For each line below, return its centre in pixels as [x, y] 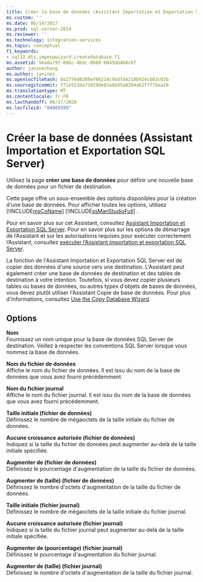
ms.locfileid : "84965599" [39, 108]
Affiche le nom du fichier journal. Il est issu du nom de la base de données [99, 395]
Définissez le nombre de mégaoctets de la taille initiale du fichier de [91, 420]
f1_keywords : [23, 52]
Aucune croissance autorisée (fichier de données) [71, 438]
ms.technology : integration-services [54, 40]
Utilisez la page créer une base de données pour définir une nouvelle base [100, 180]
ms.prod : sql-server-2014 [39, 29]
